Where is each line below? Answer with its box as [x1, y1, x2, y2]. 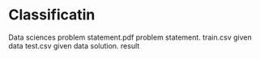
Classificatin [8, 6, 96, 24]
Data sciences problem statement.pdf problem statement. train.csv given [8, 32, 253, 42]
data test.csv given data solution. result [8, 40, 140, 50]
